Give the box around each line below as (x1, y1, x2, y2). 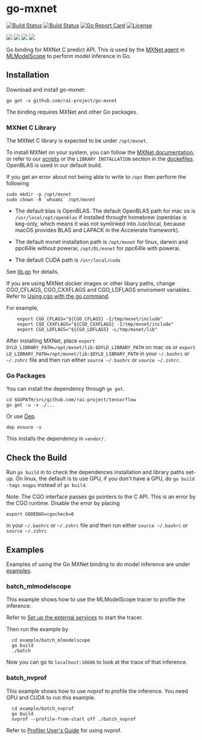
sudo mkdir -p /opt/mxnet (6, 191, 71, 198)
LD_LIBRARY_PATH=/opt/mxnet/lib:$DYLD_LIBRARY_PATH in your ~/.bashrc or (6, 350, 190, 358)
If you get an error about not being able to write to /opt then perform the (6, 173, 186, 181)
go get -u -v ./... (6, 402, 55, 408)
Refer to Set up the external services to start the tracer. (6, 614, 144, 621)
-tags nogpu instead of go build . (6, 481, 87, 489)
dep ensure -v (6, 425, 42, 431)
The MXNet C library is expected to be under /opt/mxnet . (6, 137, 148, 144)
